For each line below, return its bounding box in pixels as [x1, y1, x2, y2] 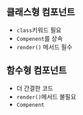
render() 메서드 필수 [16, 43, 73, 51]
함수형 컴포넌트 [6, 65, 67, 76]
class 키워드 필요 [16, 26, 62, 34]
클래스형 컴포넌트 [6, 6, 75, 18]
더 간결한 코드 [16, 84, 54, 92]
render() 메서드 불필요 [16, 93, 77, 101]
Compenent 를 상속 [16, 34, 63, 42]
